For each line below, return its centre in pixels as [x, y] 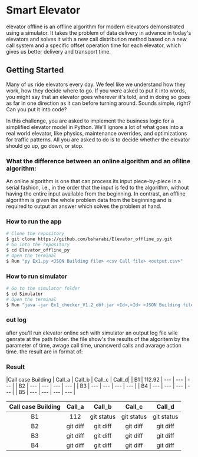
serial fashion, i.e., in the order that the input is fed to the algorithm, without [98, 188]
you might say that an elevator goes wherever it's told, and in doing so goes [98, 97]
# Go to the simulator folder [43, 288]
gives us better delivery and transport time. [58, 51]
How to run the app [34, 221]
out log [16, 320]
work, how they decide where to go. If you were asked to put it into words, [96, 90]
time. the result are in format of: [44, 352]
